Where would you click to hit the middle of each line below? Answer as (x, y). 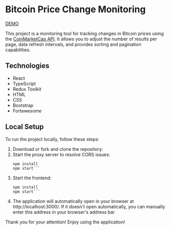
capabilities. (18, 50)
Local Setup (25, 127)
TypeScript (24, 83)
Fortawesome (27, 110)
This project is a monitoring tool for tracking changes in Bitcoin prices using (84, 33)
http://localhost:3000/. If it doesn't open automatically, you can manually (89, 206)
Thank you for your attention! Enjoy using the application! (65, 222)
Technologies (27, 66)
